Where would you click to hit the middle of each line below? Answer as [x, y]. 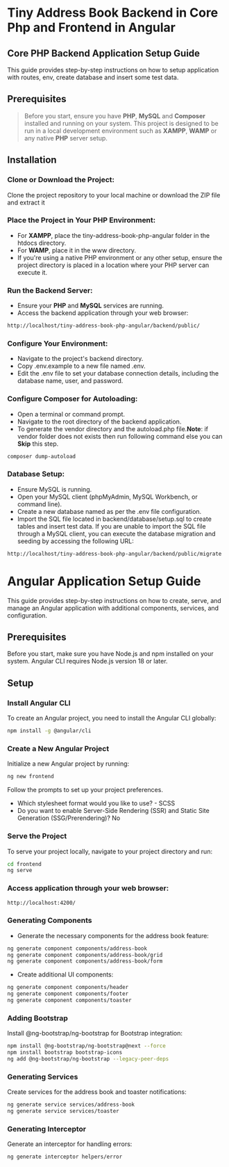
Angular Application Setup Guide [104, 581]
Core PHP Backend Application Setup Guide [103, 53]
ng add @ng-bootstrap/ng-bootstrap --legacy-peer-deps [88, 1059]
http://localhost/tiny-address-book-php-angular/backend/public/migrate [114, 554]
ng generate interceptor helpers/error [65, 1157]
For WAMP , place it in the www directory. [77, 250]
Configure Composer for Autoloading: [73, 399]
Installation [32, 160]
